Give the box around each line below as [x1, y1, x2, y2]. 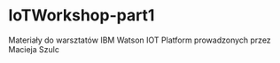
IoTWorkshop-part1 [8, 5, 155, 26]
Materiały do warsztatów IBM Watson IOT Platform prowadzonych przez [8, 35, 271, 45]
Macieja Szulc [8, 43, 59, 54]
